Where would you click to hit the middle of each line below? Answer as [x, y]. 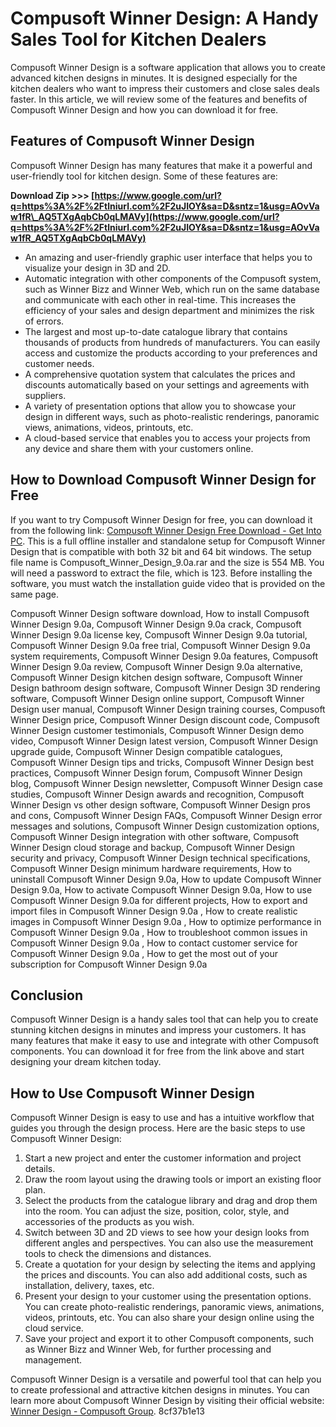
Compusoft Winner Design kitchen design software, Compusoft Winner [156, 677]
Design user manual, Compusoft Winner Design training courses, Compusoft [168, 709]
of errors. [44, 321]
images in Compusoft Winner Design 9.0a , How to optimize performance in [166, 921]
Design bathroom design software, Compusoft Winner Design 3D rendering [165, 688]
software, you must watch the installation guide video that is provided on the [168, 583]
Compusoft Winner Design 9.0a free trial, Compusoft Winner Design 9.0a [160, 645]
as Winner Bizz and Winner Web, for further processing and [148, 1349]
